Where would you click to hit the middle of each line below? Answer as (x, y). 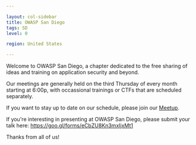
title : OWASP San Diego (36, 22)
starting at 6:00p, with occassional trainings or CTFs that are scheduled (94, 90)
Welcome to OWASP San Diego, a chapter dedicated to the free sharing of (97, 66)
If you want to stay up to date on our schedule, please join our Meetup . (93, 108)
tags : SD (17, 28)
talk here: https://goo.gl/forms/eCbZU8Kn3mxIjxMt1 (70, 125)
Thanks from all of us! (33, 137)
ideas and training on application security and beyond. (73, 72)
